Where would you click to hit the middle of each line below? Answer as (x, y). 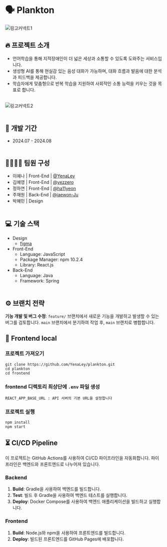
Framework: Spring (39, 281)
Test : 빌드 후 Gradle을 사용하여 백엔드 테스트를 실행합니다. (70, 495)
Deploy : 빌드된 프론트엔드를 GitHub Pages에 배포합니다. (68, 539)
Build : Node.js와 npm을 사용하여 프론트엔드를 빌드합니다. (69, 532)
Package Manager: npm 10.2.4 (51, 259)
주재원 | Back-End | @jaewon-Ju (45, 195)
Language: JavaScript (42, 254)
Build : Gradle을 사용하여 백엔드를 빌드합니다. (57, 489)
